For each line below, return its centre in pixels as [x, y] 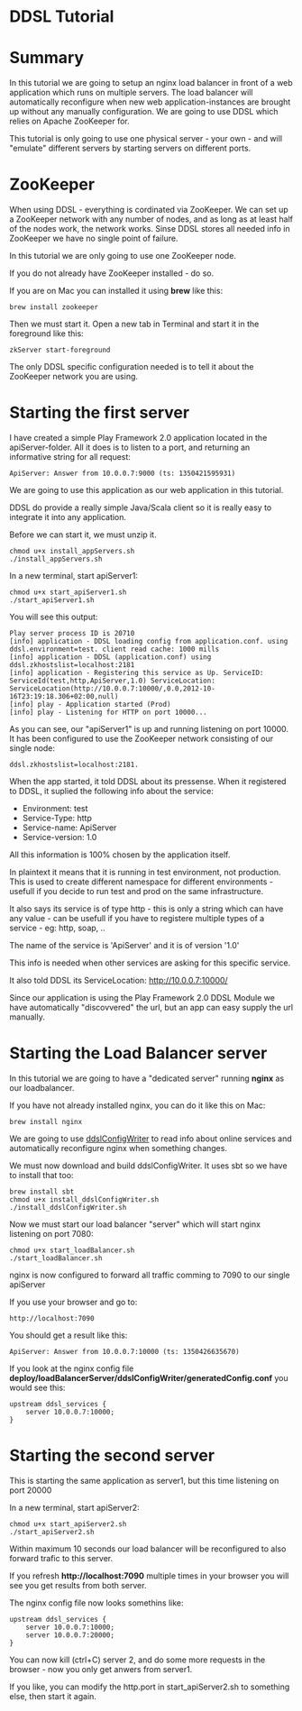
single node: [32, 748]
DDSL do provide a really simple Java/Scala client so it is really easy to [141, 508]
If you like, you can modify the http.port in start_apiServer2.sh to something [150, 1687]
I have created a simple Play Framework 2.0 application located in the [138, 438]
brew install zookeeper [54, 307]
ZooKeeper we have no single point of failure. [94, 238]
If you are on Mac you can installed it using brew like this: [116, 291]
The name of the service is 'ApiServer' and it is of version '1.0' [124, 945]
